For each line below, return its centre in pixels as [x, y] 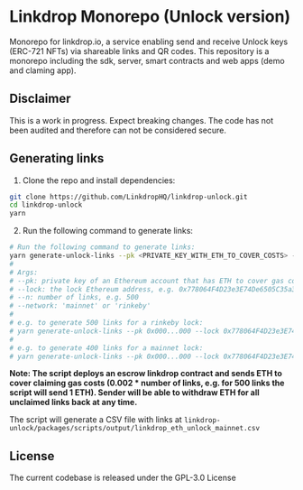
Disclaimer [40, 99]
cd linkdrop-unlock [46, 205]
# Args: [24, 273]
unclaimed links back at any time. [73, 402]
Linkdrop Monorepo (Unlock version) [150, 17]
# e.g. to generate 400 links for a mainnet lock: [106, 348]
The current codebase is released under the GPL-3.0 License [123, 478]
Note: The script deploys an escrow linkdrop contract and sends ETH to [146, 374]
